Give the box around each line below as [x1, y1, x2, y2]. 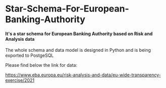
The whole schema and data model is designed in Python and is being [5, 47, 151, 53]
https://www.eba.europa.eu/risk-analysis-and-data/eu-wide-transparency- [5, 72, 161, 78]
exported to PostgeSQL [5, 52, 54, 58]
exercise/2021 [5, 77, 34, 83]
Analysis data [5, 36, 35, 42]
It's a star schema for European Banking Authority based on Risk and [5, 31, 153, 37]
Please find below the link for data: [5, 62, 77, 68]
